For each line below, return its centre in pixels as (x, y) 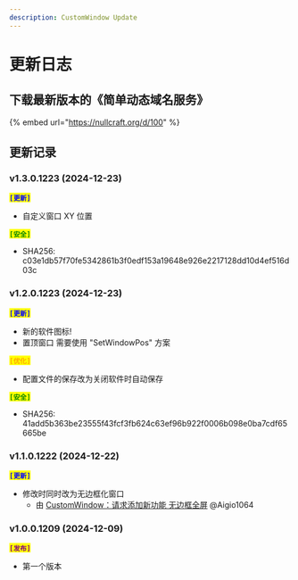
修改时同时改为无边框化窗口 (73, 493)
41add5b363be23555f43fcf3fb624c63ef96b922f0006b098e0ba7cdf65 (155, 423)
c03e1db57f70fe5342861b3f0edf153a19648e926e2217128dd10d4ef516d (156, 261)
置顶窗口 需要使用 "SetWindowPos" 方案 (96, 342)
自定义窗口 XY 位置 (57, 216)
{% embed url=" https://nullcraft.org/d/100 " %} (95, 122)
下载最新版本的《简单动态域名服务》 (109, 100)
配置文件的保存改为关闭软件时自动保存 (92, 378)
